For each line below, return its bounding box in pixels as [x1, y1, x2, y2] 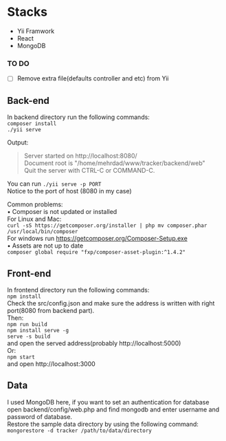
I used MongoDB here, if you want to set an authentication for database [7, 398, 210, 406]
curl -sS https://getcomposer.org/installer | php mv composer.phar [7, 222, 207, 229]
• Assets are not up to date [7, 241, 84, 250]
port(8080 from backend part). [7, 306, 95, 314]
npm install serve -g [7, 327, 69, 334]
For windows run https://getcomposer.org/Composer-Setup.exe [7, 235, 188, 243]
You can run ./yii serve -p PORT [7, 180, 102, 188]
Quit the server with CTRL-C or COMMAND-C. [23, 166, 155, 175]
